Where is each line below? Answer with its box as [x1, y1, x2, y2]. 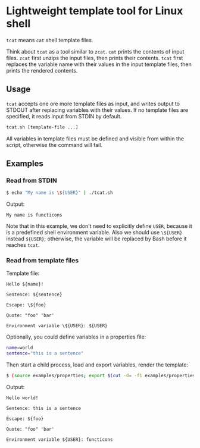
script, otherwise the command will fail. [6, 141, 103, 148]
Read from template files [6, 256, 79, 265]
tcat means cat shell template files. [6, 36, 93, 43]
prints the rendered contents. [6, 67, 78, 74]
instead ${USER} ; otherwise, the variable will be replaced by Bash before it [6, 235, 187, 242]
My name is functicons [6, 212, 62, 218]
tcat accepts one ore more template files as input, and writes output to [6, 100, 180, 107]
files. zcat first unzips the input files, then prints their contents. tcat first [6, 54, 183, 61]
